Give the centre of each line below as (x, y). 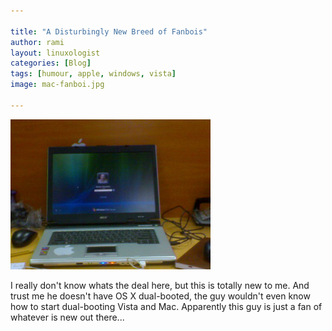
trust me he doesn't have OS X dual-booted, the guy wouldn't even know (160, 296)
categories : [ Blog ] (51, 63)
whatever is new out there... (67, 317)
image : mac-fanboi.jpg (57, 85)
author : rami (37, 42)
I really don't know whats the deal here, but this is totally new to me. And (160, 285)
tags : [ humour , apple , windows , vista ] (93, 74)
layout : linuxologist (55, 53)
